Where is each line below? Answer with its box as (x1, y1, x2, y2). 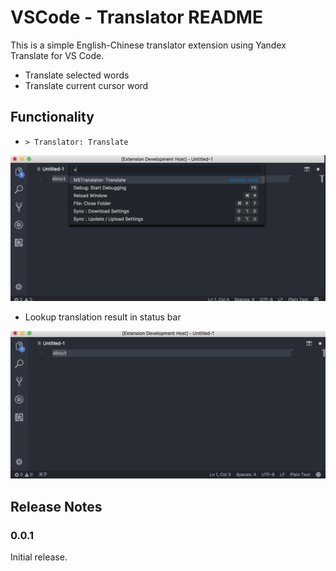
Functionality (10, 109, 95, 126)
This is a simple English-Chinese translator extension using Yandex (10, 39, 287, 51)
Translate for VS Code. (10, 49, 105, 61)
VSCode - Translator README (10, 6, 263, 29)
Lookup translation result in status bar (24, 311, 182, 323)
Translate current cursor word (24, 79, 149, 91)
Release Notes (10, 498, 103, 515)
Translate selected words (24, 69, 130, 81)
